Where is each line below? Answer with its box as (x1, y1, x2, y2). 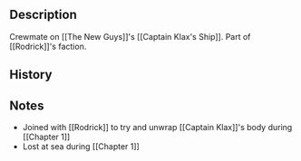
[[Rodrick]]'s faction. (9, 41, 87, 52)
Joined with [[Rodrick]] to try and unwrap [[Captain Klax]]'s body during (22, 122, 293, 133)
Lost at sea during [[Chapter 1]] (22, 141, 141, 152)
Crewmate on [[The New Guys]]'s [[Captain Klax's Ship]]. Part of (9, 31, 251, 42)
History (9, 67, 53, 82)
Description (9, 7, 77, 23)
